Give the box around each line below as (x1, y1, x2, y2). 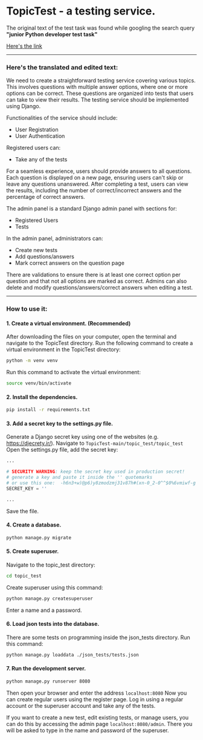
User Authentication (14, 132, 65, 140)
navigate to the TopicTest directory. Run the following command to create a (6, 340, 193, 347)
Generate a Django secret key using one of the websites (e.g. (6, 433, 159, 441)
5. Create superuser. (6, 548, 59, 555)
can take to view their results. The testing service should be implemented (6, 96, 189, 103)
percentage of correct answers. (6, 193, 86, 201)
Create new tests (14, 247, 58, 254)
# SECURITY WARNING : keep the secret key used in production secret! (6, 469, 185, 475)
